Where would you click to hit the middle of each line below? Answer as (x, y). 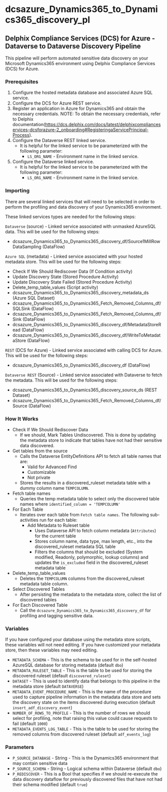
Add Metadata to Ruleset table (58, 525)
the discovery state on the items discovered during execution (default (84, 702)
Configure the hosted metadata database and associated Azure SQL (83, 93)
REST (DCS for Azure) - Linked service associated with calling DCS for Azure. (84, 350)
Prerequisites (22, 82)
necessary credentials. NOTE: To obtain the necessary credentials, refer (86, 114)
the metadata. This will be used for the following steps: (62, 380)
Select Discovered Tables (38, 589)
